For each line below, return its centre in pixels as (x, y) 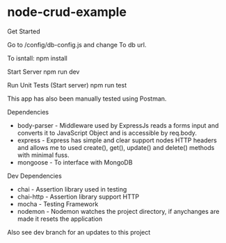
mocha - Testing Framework (58, 204)
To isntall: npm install (37, 58)
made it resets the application (60, 219)
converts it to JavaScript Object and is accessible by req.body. (107, 133)
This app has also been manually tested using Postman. (87, 99)
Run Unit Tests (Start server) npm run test (67, 85)
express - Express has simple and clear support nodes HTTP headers (117, 140)
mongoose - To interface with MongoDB (75, 162)
